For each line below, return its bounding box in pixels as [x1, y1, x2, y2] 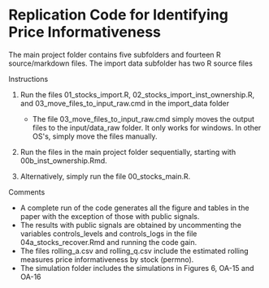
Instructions [8, 74, 49, 84]
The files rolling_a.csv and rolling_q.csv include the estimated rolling [20, 246, 249, 256]
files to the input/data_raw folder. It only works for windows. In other [32, 123, 262, 132]
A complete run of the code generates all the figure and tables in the [20, 203, 249, 213]
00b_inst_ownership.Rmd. [20, 156, 107, 165]
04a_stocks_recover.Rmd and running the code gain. [20, 237, 197, 247]
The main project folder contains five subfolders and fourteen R [8, 49, 221, 59]
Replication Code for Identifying [8, 6, 229, 24]
